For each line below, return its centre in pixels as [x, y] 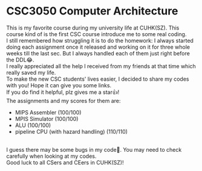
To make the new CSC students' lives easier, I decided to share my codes [98, 79]
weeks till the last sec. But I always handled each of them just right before [98, 53]
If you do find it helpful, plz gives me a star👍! [63, 92]
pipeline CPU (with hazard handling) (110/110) [71, 131]
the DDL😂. [20, 60]
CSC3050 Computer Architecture [92, 11]
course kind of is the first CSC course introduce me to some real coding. [96, 34]
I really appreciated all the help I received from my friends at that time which [101, 66]
